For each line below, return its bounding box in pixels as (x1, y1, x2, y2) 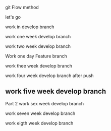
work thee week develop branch (5, 63, 72, 69)
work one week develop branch (5, 34, 71, 39)
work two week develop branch (5, 43, 71, 49)
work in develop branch (5, 24, 54, 30)
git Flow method (5, 5, 39, 10)
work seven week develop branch (5, 110, 76, 116)
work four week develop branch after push (5, 73, 94, 79)
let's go (5, 14, 21, 20)
